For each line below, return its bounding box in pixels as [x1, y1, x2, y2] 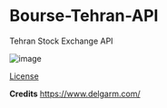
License [9, 70, 39, 82]
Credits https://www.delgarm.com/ [9, 88, 141, 99]
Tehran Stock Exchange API [9, 35, 113, 46]
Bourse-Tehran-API [9, 5, 159, 26]
